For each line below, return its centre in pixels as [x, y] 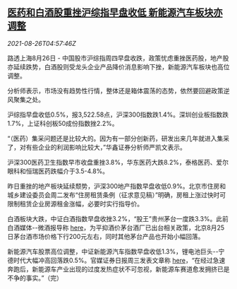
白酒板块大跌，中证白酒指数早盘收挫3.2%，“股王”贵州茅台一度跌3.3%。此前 [118, 218]
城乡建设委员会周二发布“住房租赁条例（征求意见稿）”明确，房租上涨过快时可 [117, 195]
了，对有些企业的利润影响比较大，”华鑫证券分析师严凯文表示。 [97, 147]
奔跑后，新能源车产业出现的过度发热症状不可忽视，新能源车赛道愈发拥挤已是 [119, 269]
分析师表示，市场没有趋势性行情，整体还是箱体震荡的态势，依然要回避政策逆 [119, 90]
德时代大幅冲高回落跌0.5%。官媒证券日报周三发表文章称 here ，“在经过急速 [116, 260]
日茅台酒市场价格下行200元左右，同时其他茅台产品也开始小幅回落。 [106, 236]
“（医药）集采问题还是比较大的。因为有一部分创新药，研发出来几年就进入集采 [119, 138]
